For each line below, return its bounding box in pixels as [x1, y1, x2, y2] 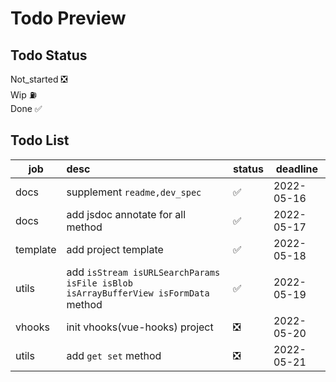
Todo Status [10, 47, 88, 64]
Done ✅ [10, 103, 43, 114]
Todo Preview [10, 7, 127, 30]
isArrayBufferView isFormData [66, 287, 210, 299]
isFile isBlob [66, 277, 133, 289]
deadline [275, 162, 319, 176]
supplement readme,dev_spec [66, 185, 202, 199]
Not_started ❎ [10, 73, 68, 85]
